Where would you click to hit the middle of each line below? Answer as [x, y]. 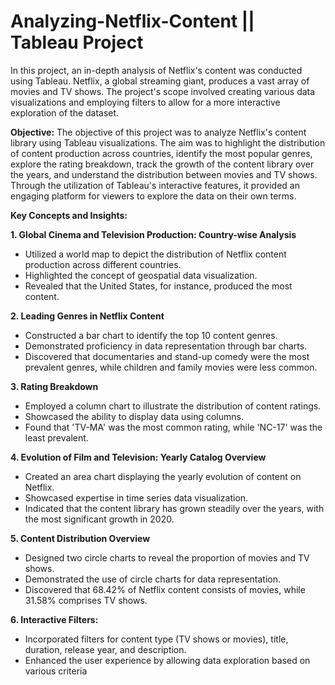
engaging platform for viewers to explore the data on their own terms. [153, 196]
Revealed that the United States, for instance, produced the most [158, 286]
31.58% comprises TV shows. [86, 600]
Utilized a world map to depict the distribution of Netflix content [155, 254]
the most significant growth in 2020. [99, 519]
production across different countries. [103, 264]
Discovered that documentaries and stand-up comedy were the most [167, 356]
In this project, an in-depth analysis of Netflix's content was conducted [156, 70]
